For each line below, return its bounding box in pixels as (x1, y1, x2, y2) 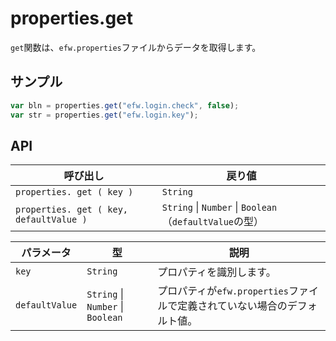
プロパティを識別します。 (157, 265, 277, 279)
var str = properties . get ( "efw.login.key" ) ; (10, 110, 199, 120)
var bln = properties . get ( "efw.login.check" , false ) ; (10, 100, 240, 111)
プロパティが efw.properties (157, 284, 289, 298)
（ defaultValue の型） (161, 215, 265, 229)
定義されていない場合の (177, 299, 288, 313)
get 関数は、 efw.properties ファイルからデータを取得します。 (10, 41, 262, 53)
